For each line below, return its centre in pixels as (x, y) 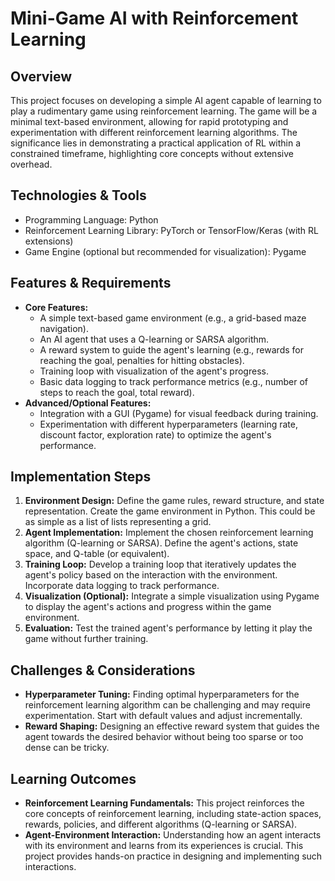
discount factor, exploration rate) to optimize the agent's (155, 434)
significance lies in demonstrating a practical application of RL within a (156, 143)
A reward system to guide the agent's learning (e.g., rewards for (171, 349)
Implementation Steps (81, 477)
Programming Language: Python (91, 219)
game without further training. (86, 639)
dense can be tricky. (67, 748)
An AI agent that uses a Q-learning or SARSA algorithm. (154, 339)
